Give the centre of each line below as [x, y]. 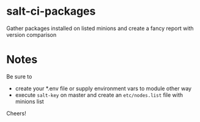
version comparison [31, 34]
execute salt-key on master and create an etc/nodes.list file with [99, 95]
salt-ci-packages [51, 11]
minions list [29, 101]
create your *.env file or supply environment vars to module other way [103, 88]
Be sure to [19, 76]
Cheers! [16, 113]
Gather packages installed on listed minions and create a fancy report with [100, 28]
